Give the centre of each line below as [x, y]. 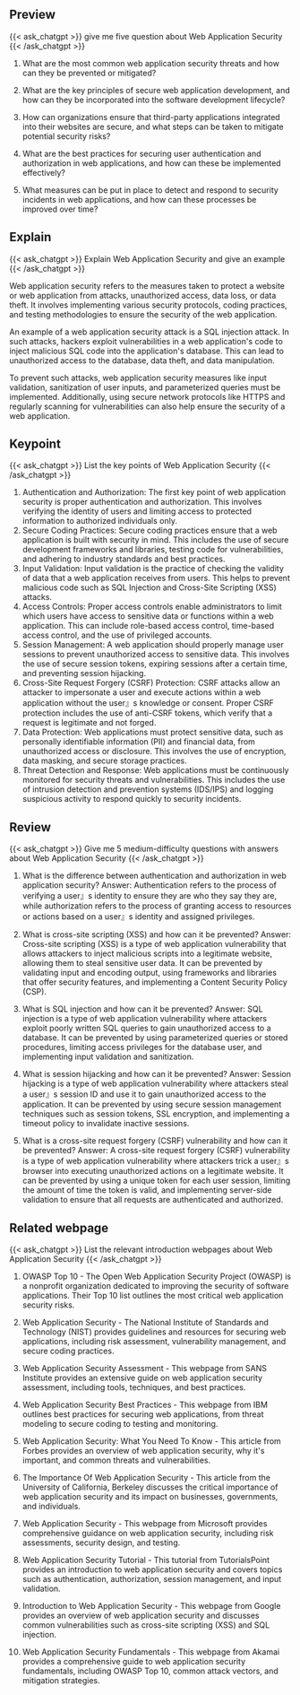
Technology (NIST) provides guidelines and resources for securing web [154, 1332]
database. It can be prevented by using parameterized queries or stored [155, 1038]
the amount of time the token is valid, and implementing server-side [147, 1190]
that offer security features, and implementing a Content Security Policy [155, 982]
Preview [33, 15]
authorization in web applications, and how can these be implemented [151, 163]
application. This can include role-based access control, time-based [148, 626]
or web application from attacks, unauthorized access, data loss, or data [143, 295]
